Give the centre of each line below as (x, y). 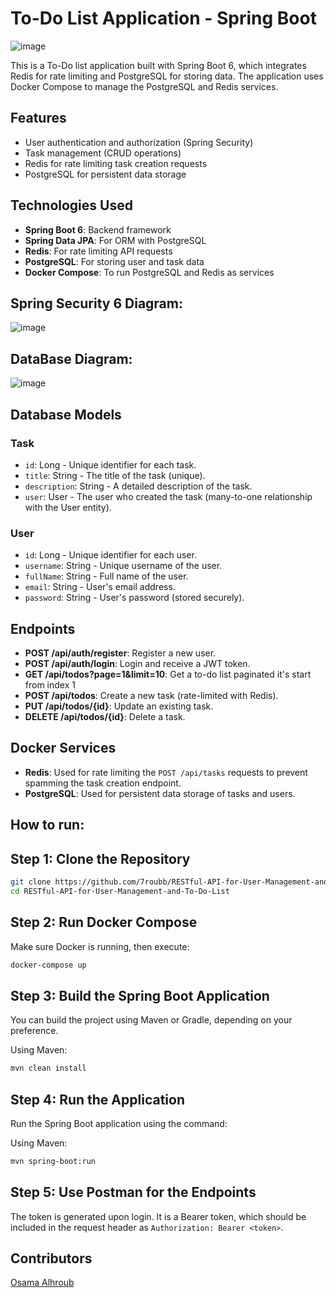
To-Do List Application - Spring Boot (163, 18)
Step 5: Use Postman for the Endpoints (133, 1192)
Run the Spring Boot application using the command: (119, 1123)
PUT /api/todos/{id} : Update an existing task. (119, 706)
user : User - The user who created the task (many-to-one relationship (168, 496)
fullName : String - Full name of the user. (106, 576)
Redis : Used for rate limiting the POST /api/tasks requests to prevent (166, 772)
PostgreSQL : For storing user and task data (114, 261)
